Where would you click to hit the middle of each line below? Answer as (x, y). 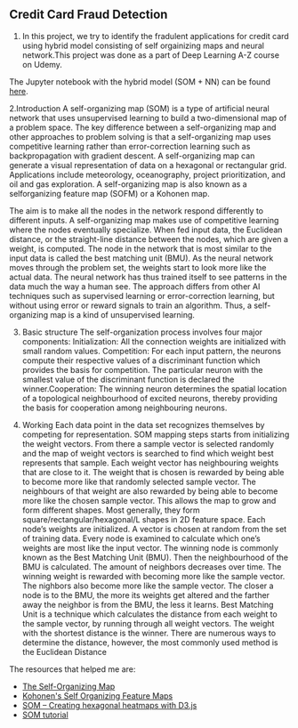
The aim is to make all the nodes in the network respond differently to (137, 210)
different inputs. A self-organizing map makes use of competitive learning (144, 220)
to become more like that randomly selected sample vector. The (139, 481)
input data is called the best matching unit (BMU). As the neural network (141, 258)
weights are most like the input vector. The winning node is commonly (150, 547)
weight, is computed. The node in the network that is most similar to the (141, 248)
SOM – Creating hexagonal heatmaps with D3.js (109, 705)
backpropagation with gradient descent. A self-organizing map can (132, 156)
